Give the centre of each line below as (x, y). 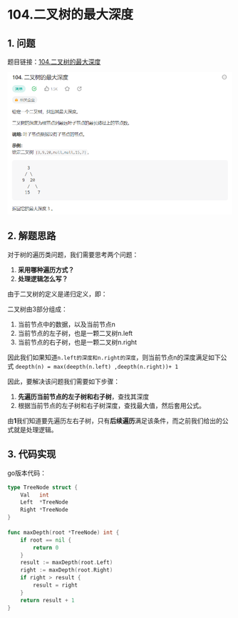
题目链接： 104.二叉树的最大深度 (54, 62)
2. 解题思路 (32, 236)
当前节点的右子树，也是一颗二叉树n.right (77, 342)
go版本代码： (27, 473)
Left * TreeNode (45, 502)
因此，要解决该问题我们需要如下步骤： (63, 381)
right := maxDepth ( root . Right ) (67, 570)
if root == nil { (46, 540)
